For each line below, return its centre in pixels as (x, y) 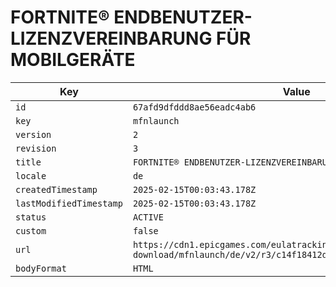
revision (36, 148)
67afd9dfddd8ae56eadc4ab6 (194, 107)
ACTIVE (148, 217)
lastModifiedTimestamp (69, 203)
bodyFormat (41, 268)
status (31, 217)
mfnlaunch (156, 120)
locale (31, 175)
